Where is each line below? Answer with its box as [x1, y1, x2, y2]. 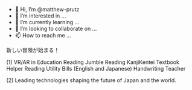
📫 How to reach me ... [14, 32, 71, 39]
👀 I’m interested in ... [14, 12, 66, 19]
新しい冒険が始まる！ [6, 47, 59, 54]
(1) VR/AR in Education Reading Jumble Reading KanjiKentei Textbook [6, 59, 180, 66]
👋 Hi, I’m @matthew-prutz [14, 6, 80, 13]
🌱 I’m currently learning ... [14, 19, 80, 25]
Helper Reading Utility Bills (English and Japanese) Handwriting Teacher [6, 65, 186, 72]
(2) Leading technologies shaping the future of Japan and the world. [6, 77, 176, 84]
